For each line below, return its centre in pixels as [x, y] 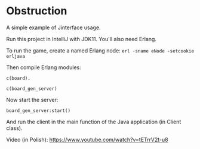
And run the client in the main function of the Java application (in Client [94, 122]
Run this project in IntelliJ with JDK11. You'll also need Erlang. [81, 39]
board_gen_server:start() [38, 111]
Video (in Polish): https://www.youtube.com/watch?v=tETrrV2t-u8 [87, 139]
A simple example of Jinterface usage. [53, 27]
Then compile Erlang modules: [44, 67]
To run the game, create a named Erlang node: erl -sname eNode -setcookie [100, 50]
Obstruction [37, 11]
